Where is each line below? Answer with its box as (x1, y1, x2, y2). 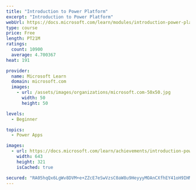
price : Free (6, 30, 35, 36)
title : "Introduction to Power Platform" (6, 8, 108, 15)
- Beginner (11, 116, 38, 122)
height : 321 (16, 159, 45, 165)
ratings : (6, 41, 27, 47)
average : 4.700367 (11, 52, 57, 58)
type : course (6, 24, 38, 31)
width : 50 (21, 95, 45, 101)
